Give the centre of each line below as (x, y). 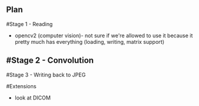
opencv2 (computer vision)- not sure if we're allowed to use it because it (104, 36)
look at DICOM (33, 98)
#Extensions (21, 86)
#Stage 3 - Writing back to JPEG (46, 75)
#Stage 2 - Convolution (50, 61)
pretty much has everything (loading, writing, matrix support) (89, 41)
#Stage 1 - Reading (29, 24)
